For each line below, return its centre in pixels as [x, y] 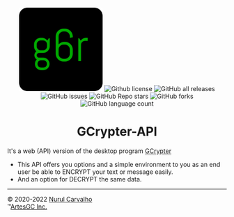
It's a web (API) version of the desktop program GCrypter [89, 151]
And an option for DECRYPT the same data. [79, 179]
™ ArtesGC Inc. [27, 207]
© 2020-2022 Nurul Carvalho [50, 199]
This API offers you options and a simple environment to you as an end [119, 164]
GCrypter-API [117, 132]
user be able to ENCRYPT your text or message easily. [95, 172]
